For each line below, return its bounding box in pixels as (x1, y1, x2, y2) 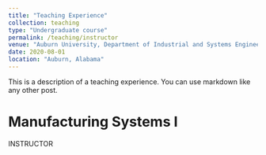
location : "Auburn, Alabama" (8, 56, 104, 64)
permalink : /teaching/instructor (8, 33, 119, 42)
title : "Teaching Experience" (8, 11, 108, 20)
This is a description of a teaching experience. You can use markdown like (8, 76, 251, 87)
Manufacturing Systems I (8, 113, 178, 131)
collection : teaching (8, 19, 80, 27)
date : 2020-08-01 (8, 48, 66, 56)
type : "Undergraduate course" (8, 26, 108, 34)
